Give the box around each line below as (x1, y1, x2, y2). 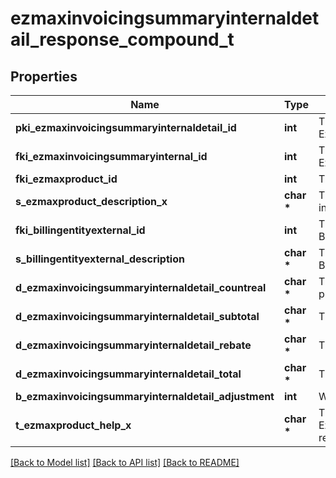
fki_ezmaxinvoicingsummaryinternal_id (15, 150, 208, 163)
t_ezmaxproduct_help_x (15, 418, 132, 432)
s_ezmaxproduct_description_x (15, 195, 168, 208)
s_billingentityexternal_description (15, 252, 185, 266)
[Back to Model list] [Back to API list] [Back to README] (10, 457, 240, 468)
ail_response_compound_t (10, 28, 235, 51)
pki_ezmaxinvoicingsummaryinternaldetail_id (15, 121, 237, 134)
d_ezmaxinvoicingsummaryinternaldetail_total (15, 367, 242, 381)
